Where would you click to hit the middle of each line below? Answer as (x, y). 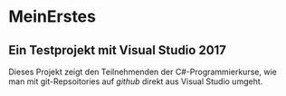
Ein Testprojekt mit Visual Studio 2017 (118, 50)
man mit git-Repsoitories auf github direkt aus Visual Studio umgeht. (136, 82)
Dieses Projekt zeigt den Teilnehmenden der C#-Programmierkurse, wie (143, 72)
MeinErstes (52, 17)
